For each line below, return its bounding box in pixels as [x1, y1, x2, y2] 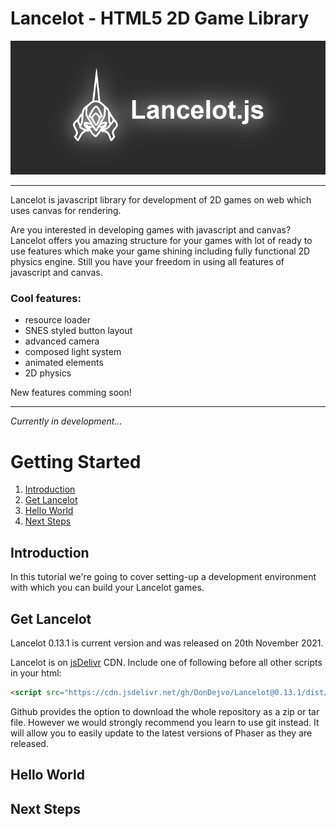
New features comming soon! [10, 387, 132, 399]
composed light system [24, 346, 122, 358]
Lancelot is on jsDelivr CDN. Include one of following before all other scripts [10, 656, 323, 668]
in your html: [10, 667, 62, 679]
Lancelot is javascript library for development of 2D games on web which [10, 194, 312, 206]
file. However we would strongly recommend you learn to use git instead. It [10, 716, 320, 728]
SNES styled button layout [24, 325, 133, 337]
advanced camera [24, 335, 100, 347]
